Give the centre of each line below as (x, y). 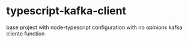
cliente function (26, 33)
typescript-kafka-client (66, 11)
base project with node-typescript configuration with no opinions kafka (94, 27)
